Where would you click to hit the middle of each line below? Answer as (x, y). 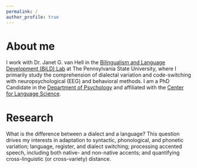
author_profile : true (33, 17)
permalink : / (22, 11)
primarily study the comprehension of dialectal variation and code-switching (98, 75)
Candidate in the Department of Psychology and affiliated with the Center (95, 88)
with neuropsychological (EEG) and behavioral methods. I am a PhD (88, 81)
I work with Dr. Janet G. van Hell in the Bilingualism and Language (86, 62)
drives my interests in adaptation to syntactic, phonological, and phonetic (95, 140)
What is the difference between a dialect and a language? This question (93, 134)
